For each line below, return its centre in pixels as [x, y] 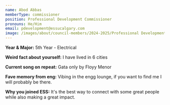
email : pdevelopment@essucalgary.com [45, 29]
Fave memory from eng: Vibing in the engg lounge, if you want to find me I [83, 77]
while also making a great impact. [40, 97]
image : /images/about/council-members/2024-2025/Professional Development [86, 33]
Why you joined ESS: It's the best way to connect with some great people [82, 92]
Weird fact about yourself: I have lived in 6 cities [56, 57]
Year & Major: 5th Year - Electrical [41, 47]
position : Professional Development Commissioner [59, 19]
